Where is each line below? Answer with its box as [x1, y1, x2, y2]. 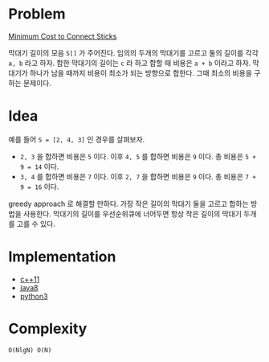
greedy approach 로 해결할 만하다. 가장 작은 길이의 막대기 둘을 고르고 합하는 [8, 199, 249, 208]
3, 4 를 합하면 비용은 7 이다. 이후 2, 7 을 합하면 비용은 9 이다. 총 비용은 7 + [19, 171, 257, 181]
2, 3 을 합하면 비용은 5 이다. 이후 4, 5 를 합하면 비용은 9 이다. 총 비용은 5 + [19, 151, 257, 161]
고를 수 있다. [16, 219, 56, 228]
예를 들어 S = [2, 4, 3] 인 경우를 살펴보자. [8, 134, 145, 144]
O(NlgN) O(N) [8, 346, 52, 354]
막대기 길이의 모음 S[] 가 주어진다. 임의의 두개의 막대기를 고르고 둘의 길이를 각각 [8, 47, 259, 57]
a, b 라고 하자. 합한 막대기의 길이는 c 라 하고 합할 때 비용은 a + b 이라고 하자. [8, 58, 251, 68]
